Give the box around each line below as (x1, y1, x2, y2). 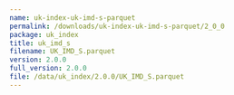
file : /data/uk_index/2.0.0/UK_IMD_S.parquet (9, 72, 184, 81)
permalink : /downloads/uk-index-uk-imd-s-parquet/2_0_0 (9, 22, 225, 31)
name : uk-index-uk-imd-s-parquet (9, 13, 136, 23)
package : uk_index (9, 30, 79, 39)
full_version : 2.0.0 (9, 64, 88, 73)
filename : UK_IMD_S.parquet (9, 47, 116, 56)
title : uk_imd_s (9, 38, 71, 48)
